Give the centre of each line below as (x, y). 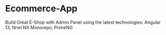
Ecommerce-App (41, 9)
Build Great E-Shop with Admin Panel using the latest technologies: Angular (83, 22)
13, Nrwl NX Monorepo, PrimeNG (39, 27)
